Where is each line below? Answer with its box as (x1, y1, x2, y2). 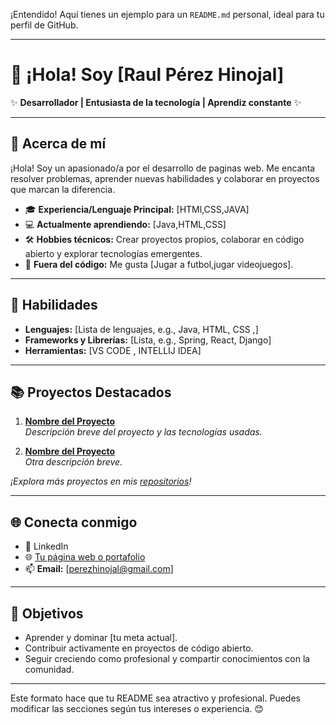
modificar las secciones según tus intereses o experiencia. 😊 (10, 703, 264, 714)
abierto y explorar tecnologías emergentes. (24, 247, 203, 259)
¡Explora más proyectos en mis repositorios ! (10, 475, 192, 488)
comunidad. (24, 664, 75, 675)
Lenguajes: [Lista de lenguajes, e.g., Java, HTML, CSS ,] (24, 323, 259, 335)
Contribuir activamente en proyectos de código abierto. (24, 642, 254, 654)
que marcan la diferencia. (10, 183, 116, 195)
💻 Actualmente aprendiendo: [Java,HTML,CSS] (24, 218, 227, 230)
